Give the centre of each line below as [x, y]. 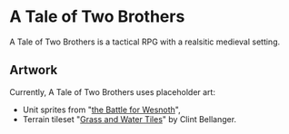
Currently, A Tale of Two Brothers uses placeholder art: [113, 91]
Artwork [34, 70]
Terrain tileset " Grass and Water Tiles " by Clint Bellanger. [130, 119]
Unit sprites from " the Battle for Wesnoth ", [102, 110]
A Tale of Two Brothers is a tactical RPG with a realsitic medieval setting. [145, 42]
